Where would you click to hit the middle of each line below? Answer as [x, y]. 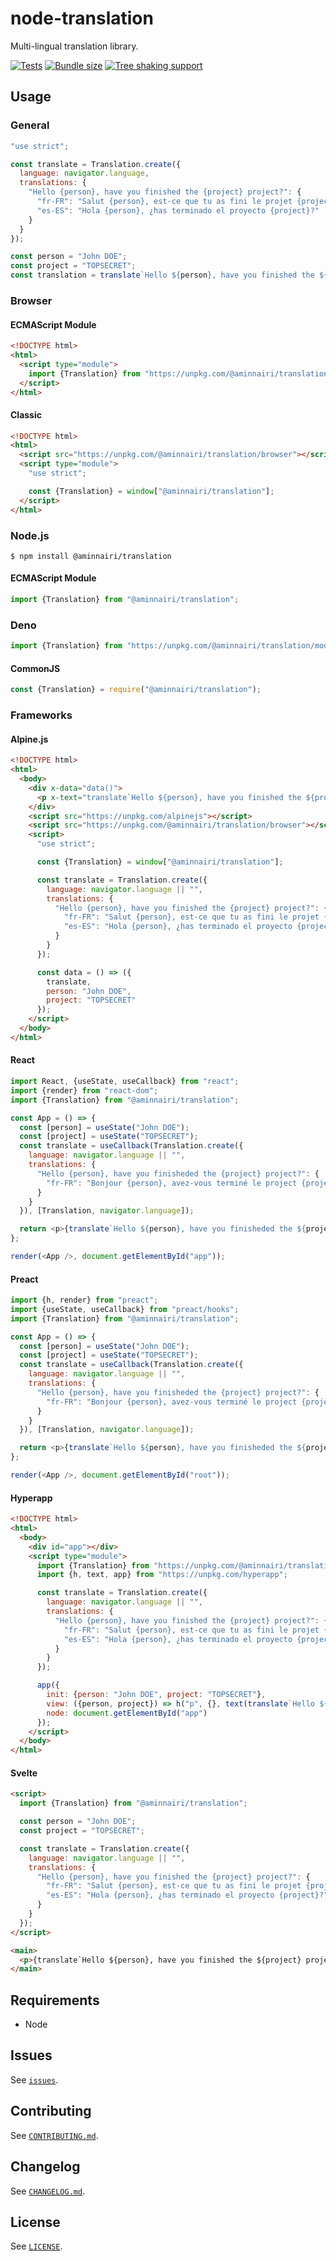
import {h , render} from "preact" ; [84, 1300]
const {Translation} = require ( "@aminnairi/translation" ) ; [136, 690]
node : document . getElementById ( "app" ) [127, 1713]
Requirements [55, 2000]
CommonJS [35, 668]
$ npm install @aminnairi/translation [91, 556]
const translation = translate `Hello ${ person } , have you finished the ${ [169, 275]
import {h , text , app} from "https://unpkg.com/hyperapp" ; [162, 1575]
